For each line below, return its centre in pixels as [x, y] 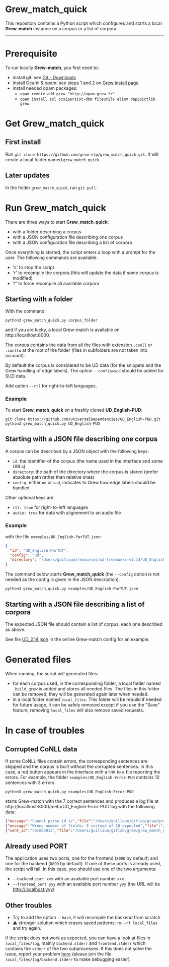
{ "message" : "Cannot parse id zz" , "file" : [49, 821]
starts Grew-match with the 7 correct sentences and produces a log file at [82, 801]
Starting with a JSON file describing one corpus [81, 439]
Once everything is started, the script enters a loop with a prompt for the [80, 252]
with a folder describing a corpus [47, 232]
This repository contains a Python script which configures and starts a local [83, 23]
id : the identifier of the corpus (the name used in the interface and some [88, 461]
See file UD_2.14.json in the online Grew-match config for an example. [77, 639]
